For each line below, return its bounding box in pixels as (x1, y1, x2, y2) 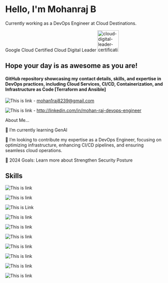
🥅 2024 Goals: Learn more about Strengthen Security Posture (5, 157, 133, 163)
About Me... (5, 117, 30, 123)
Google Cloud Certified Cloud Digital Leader (5, 47, 97, 53)
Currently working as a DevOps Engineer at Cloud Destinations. (5, 20, 137, 26)
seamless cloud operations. (5, 147, 62, 153)
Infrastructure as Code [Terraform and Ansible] (5, 86, 106, 92)
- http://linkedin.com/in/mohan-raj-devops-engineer (33, 107, 142, 113)
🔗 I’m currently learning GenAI (5, 127, 68, 133)
